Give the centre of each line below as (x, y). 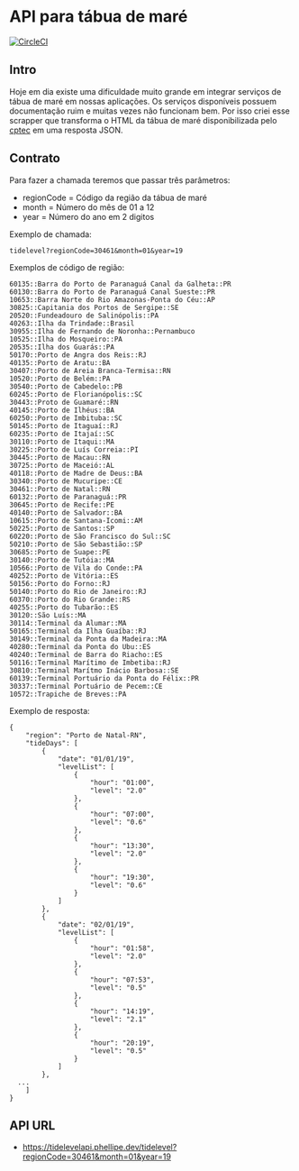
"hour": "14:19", (122, 1011)
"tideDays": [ (52, 743)
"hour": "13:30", (122, 846)
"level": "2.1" (118, 1019)
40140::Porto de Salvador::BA (66, 512)
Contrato (35, 158)
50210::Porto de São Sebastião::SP (76, 544)
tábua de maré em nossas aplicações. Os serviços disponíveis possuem (143, 101)
